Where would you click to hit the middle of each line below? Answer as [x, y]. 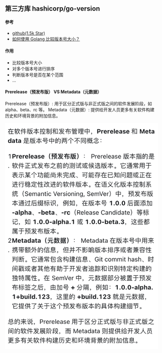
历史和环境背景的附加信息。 [33, 116]
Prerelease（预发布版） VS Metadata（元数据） [53, 92]
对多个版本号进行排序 [33, 68]
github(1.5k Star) [28, 33]
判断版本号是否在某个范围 [38, 75]
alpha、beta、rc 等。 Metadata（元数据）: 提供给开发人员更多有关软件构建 [80, 110]
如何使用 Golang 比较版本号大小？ [46, 39]
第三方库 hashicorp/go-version [53, 9]
